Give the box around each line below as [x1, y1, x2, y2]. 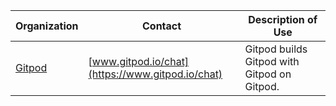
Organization [15, 19, 79, 33]
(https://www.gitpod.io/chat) [88, 67, 223, 81]
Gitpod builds [244, 42, 308, 56]
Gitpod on [244, 67, 292, 81]
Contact [141, 19, 182, 33]
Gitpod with [244, 55, 300, 68]
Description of [248, 13, 318, 26]
